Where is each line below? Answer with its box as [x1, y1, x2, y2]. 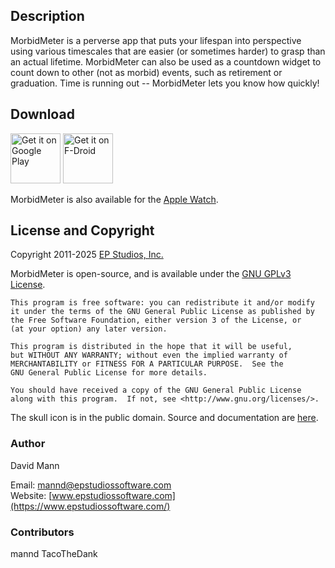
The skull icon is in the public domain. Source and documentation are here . [10, 412, 319, 424]
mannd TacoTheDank [10, 548, 98, 560]
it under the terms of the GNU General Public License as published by [10, 307, 315, 317]
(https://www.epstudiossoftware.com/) [10, 500, 171, 512]
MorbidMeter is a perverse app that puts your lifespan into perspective [10, 34, 302, 46]
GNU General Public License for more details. [10, 368, 208, 378]
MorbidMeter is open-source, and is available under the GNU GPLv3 [10, 268, 292, 280]
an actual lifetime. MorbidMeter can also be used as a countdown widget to [10, 55, 322, 68]
